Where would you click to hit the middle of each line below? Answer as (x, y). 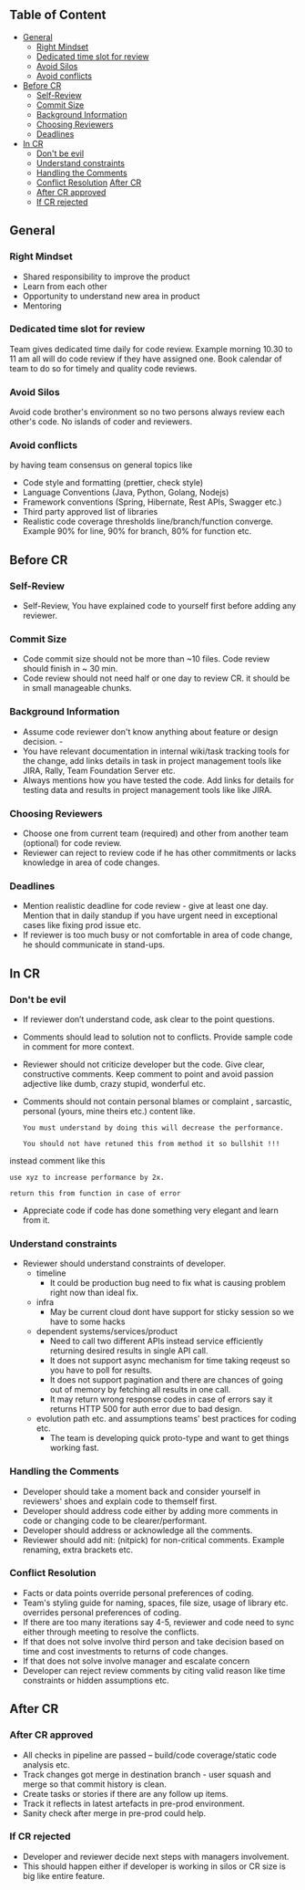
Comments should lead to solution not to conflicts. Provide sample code (158, 1037)
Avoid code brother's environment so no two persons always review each (147, 412)
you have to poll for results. (101, 1370)
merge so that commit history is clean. (94, 1784)
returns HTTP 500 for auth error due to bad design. (146, 1409)
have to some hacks (87, 1321)
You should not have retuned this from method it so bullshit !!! (151, 1143)
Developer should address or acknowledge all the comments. (137, 1530)
